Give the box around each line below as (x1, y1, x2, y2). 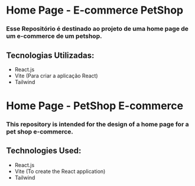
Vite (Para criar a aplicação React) (14, 72, 99, 79)
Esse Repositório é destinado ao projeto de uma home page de (6, 25, 189, 33)
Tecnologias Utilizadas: (6, 50, 95, 60)
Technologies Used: (6, 146, 82, 156)
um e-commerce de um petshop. (6, 32, 102, 40)
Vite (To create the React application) (14, 168, 106, 175)
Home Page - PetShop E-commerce (6, 99, 184, 113)
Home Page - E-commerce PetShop (6, 4, 184, 17)
